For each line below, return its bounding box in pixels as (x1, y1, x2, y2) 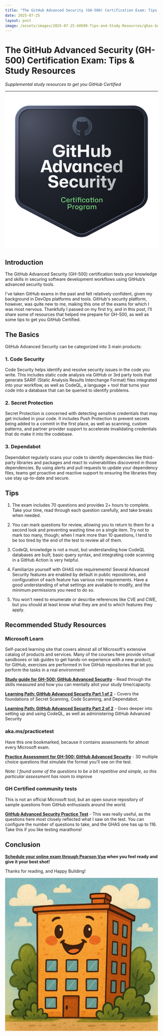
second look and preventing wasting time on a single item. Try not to (12, 527, 149, 533)
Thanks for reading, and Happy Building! (5, 868, 86, 874)
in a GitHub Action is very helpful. (12, 557, 80, 563)
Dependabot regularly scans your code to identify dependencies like (5, 454, 142, 460)
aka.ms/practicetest (5, 728, 54, 735)
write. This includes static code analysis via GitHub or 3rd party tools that (5, 372, 152, 378)
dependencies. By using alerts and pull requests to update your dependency (5, 464, 158, 471)
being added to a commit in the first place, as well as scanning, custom (5, 421, 147, 427)
